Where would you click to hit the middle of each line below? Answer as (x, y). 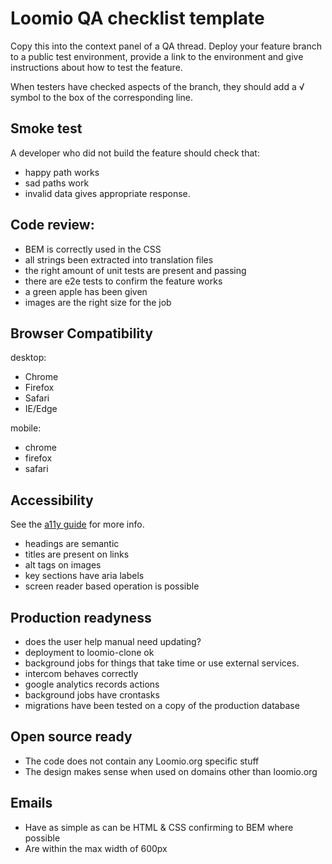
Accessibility (52, 500)
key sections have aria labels (84, 576)
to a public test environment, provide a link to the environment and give (157, 56)
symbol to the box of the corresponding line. (101, 97)
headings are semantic (72, 544)
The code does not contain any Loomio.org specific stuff (142, 761)
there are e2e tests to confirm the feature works (123, 281)
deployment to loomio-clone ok (89, 652)
